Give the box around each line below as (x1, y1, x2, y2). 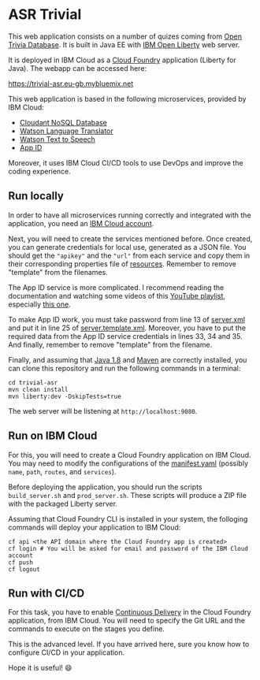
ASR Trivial (8, 6, 82, 24)
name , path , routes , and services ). (8, 466, 117, 476)
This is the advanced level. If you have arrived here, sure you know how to (8, 640, 250, 649)
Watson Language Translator (19, 126, 114, 136)
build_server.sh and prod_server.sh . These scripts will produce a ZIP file (8, 490, 247, 500)
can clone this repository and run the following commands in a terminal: (8, 363, 241, 373)
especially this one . (8, 299, 71, 309)
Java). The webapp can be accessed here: (8, 63, 147, 72)
